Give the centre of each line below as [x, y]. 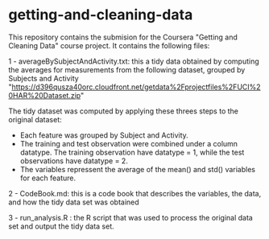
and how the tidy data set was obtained [74, 202]
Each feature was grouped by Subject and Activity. [104, 135]
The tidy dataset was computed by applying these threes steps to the [124, 111]
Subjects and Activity [43, 78]
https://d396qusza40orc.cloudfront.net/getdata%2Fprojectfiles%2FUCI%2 [136, 87]
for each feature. [48, 178]
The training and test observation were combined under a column [129, 143]
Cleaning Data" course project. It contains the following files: [109, 45]
